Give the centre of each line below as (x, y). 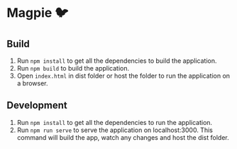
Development (37, 106)
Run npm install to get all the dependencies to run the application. (115, 122)
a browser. (32, 83)
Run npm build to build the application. (73, 68)
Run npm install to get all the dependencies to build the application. (117, 61)
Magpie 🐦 (38, 13)
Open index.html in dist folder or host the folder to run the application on (123, 76)
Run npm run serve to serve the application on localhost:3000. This (115, 130)
